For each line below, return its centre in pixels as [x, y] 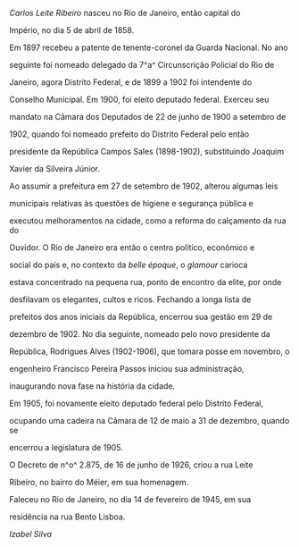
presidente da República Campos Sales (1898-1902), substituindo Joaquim [146, 151]
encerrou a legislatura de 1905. [66, 447]
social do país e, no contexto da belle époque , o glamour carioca [129, 265]
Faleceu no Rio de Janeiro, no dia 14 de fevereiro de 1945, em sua [130, 499]
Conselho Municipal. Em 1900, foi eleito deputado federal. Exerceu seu [139, 99]
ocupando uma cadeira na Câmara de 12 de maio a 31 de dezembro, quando [149, 421]
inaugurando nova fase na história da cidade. [92, 386]
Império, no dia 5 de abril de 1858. [72, 30]
